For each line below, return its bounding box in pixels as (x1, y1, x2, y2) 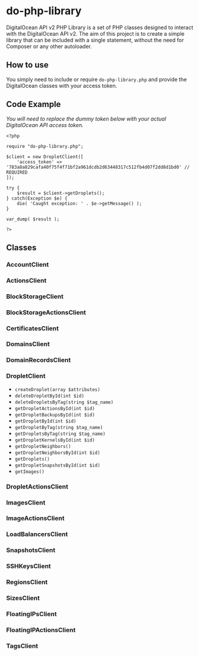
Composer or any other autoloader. (6, 43, 92, 50)
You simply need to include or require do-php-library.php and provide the (6, 75, 187, 83)
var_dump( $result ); (6, 216, 60, 222)
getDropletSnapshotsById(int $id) (14, 462, 100, 468)
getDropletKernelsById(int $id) (14, 437, 95, 443)
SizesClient (6, 594, 40, 603)
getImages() (14, 468, 45, 475)
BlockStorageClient (6, 292, 64, 301)
